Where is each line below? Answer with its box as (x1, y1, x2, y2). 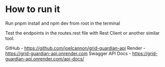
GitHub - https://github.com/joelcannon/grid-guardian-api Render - (5, 45, 146, 51)
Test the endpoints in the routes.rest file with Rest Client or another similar (5, 30, 160, 36)
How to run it (5, 4, 60, 15)
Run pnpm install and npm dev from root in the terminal (5, 20, 120, 26)
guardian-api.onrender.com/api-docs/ (5, 55, 85, 61)
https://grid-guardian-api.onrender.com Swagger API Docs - (5, 50, 132, 56)
